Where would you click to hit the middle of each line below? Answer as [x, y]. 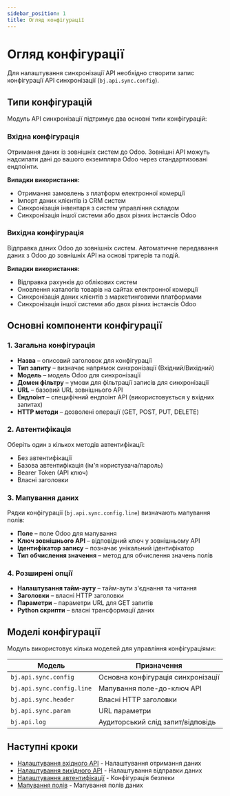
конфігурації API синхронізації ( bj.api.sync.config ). [83, 81]
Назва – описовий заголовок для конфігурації [84, 360]
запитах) [30, 404]
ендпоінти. [23, 166]
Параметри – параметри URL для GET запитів [85, 603]
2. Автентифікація [39, 430]
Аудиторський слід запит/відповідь [157, 722]
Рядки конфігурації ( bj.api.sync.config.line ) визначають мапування [109, 513]
